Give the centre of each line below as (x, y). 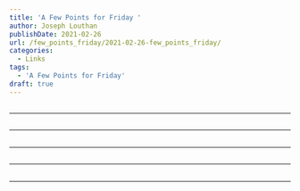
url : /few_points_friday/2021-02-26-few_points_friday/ (115, 42)
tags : (19, 68)
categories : (31, 51)
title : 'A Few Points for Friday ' (75, 17)
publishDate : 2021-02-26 (55, 34)
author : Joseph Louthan (54, 26)
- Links (32, 59)
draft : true (31, 84)
